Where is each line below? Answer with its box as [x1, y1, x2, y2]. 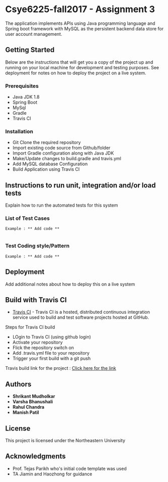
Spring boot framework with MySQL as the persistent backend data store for [5, 25, 164, 31]
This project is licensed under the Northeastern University [5, 438, 126, 443]
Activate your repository [12, 340, 63, 346]
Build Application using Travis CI [12, 166, 80, 172]
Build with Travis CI [5, 296, 67, 304]
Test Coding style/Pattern [5, 243, 69, 250]
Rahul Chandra [12, 404, 44, 410]
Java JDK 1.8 [12, 94, 40, 100]
